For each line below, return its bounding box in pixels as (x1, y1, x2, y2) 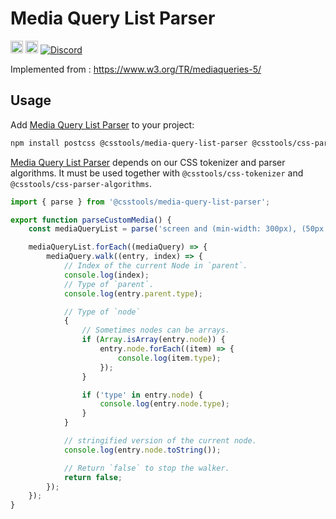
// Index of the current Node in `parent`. (63, 261, 248, 271)
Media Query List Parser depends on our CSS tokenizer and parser (10, 156, 286, 168)
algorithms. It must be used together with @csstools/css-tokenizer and (10, 167, 304, 179)
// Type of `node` (63, 307, 141, 317)
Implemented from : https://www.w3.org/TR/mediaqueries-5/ (10, 63, 262, 75)
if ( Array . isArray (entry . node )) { (81, 335, 226, 345)
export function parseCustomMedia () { (10, 215, 172, 225)
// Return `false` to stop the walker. (63, 463, 230, 473)
